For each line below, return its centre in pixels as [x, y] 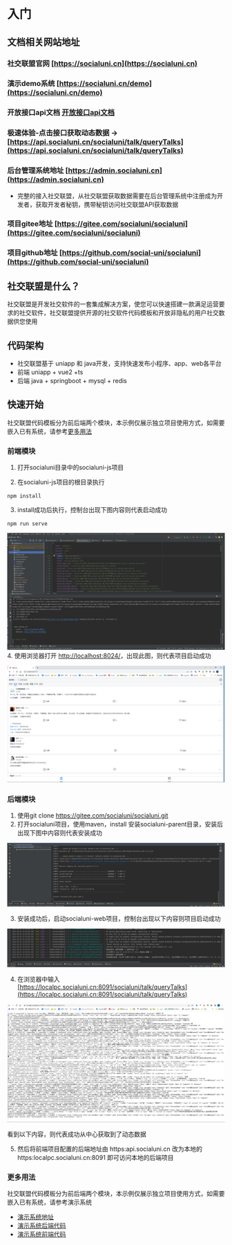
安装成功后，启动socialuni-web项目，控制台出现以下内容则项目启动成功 [119, 918]
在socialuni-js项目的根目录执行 [61, 482]
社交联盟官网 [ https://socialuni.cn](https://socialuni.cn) [103, 63]
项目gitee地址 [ [32, 224]
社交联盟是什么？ [43, 286]
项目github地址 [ [35, 253]
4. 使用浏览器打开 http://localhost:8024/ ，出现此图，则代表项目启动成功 [109, 656]
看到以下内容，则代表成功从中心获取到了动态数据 [77, 1134]
